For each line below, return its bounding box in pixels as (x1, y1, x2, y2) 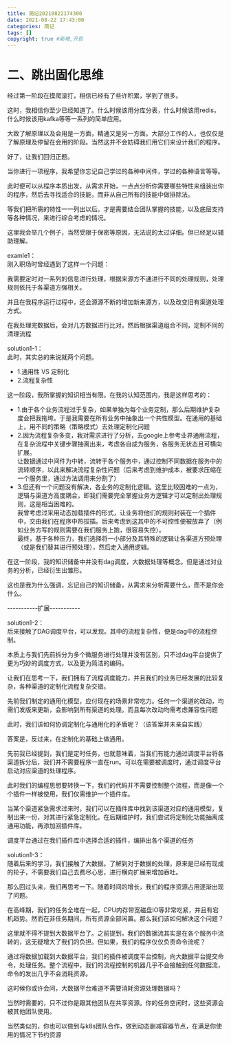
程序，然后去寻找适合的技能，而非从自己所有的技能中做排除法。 (12, 191, 194, 199)
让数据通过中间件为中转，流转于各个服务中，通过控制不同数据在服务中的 (16, 457, 222, 465)
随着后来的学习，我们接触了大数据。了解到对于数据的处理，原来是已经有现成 (7, 859, 224, 868)
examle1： (7, 252, 36, 260)
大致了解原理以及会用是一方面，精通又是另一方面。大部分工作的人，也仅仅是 (7, 129, 224, 138)
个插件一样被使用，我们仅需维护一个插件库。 (7, 790, 134, 798)
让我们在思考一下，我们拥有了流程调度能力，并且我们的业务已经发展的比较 (7, 674, 218, 682)
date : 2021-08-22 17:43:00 (7, 17, 85, 23)
